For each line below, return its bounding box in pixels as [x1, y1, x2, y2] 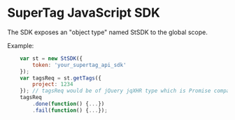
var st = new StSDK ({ [20, 54, 83, 62]
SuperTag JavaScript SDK [7, 5, 161, 21]
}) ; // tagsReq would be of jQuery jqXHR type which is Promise [20, 87, 211, 95]
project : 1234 [32, 81, 73, 88]
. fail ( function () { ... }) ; [32, 107, 108, 114]
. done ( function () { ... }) [32, 100, 105, 107]
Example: [7, 41, 34, 50]
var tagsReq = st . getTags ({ [20, 75, 101, 82]
